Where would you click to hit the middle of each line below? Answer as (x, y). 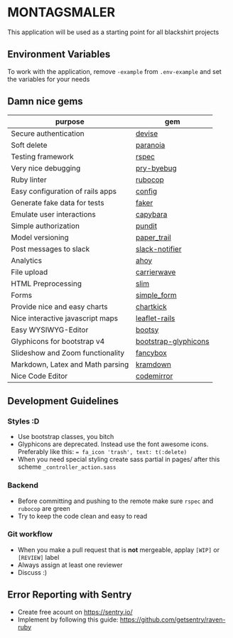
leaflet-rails (156, 318)
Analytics (27, 260)
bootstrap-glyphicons (173, 341)
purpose (70, 121)
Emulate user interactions (53, 214)
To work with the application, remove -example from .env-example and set (114, 71)
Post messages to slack (50, 249)
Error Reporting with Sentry (70, 595)
